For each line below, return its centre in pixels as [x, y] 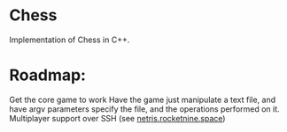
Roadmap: [48, 75]
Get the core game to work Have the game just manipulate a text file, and [143, 99]
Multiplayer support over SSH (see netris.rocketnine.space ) [117, 118]
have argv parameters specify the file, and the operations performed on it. [145, 109]
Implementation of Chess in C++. [70, 40]
